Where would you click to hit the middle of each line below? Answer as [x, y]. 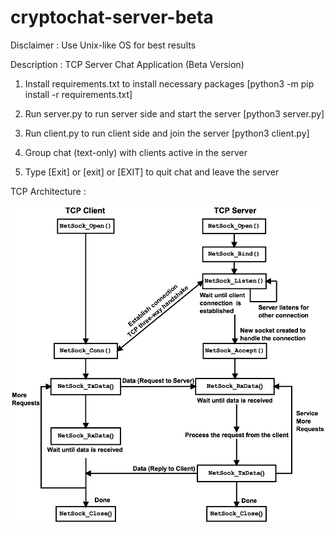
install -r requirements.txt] [78, 94]
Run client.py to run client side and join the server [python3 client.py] [167, 133]
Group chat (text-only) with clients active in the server [136, 152]
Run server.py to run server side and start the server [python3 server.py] [174, 113]
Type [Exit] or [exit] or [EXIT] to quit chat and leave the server [152, 172]
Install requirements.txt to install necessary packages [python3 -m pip [169, 83]
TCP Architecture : [48, 191]
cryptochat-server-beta [112, 17]
